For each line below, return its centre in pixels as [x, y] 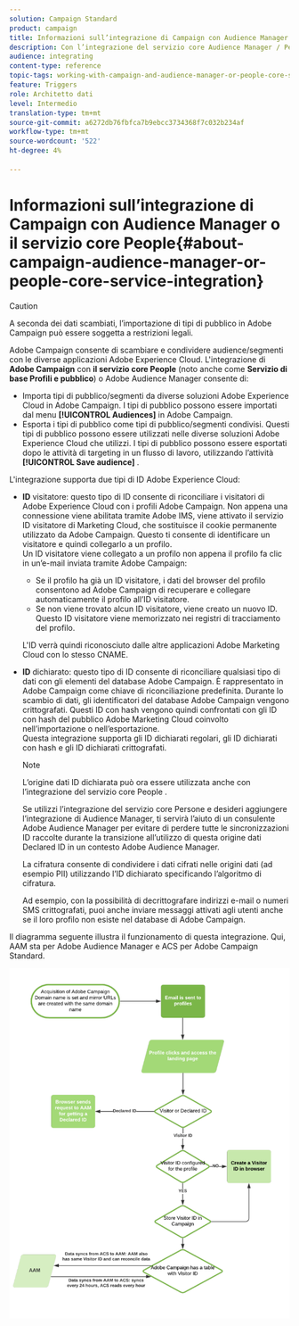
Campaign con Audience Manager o [145, 224]
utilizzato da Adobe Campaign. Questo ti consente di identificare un [146, 535]
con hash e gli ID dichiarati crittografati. [94, 747]
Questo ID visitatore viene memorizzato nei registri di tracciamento [158, 618]
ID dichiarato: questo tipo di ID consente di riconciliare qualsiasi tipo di [151, 671]
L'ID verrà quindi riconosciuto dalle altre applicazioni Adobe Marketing [151, 645]
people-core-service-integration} [137, 281]
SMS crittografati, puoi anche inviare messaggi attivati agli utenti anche [153, 909]
